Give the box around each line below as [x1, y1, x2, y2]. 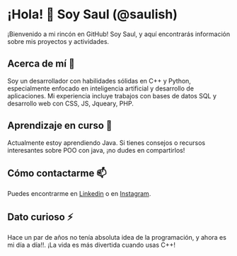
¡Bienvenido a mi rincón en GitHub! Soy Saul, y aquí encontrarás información [7, 30, 231, 38]
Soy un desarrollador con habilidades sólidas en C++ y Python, [7, 76, 191, 85]
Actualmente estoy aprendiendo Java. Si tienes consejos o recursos [7, 138, 206, 147]
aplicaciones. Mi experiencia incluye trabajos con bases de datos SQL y [7, 91, 217, 100]
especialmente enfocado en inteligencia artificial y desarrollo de [7, 84, 195, 93]
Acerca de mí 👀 [7, 58, 76, 70]
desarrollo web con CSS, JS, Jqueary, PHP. [7, 99, 134, 107]
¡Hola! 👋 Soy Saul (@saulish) [7, 6, 178, 23]
